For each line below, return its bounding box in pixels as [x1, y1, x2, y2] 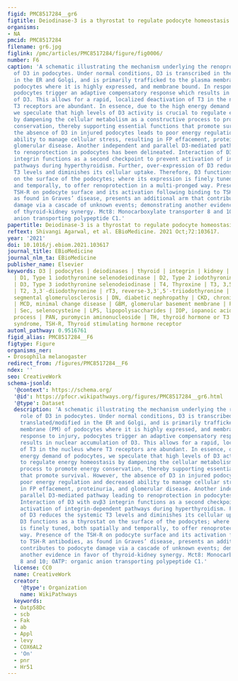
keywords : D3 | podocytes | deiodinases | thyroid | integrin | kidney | [7, 267, 230, 275]
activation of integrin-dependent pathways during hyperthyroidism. [20, 505, 227, 512]
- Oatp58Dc [13, 604, 46, 611]
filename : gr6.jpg [7, 43, 62, 50]
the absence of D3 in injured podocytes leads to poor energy [13, 129, 201, 136]
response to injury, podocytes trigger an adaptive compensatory [20, 432, 217, 440]
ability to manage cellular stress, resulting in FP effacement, [13, 135, 211, 143]
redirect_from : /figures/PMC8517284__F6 [7, 360, 129, 367]
